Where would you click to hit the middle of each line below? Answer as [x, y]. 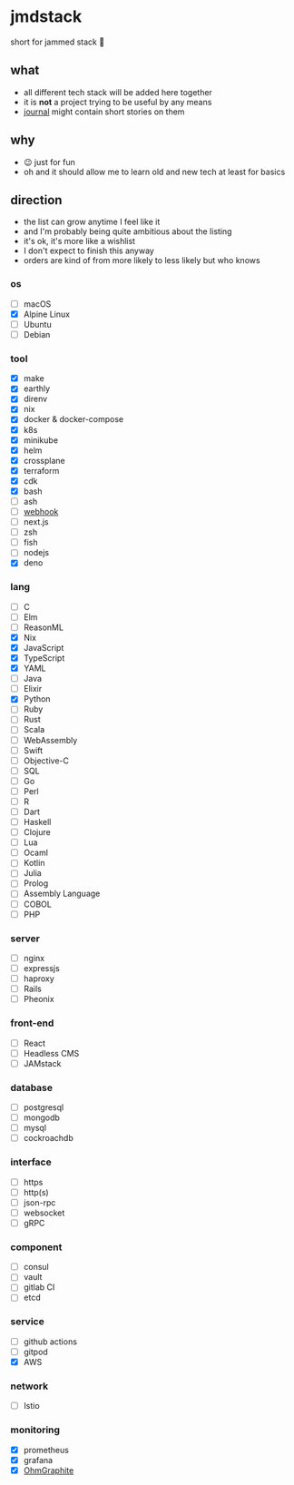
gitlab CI [39, 1287]
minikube [40, 440]
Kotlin [34, 863]
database [32, 1087]
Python [37, 699]
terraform [41, 470]
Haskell [37, 822]
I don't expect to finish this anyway [89, 251]
